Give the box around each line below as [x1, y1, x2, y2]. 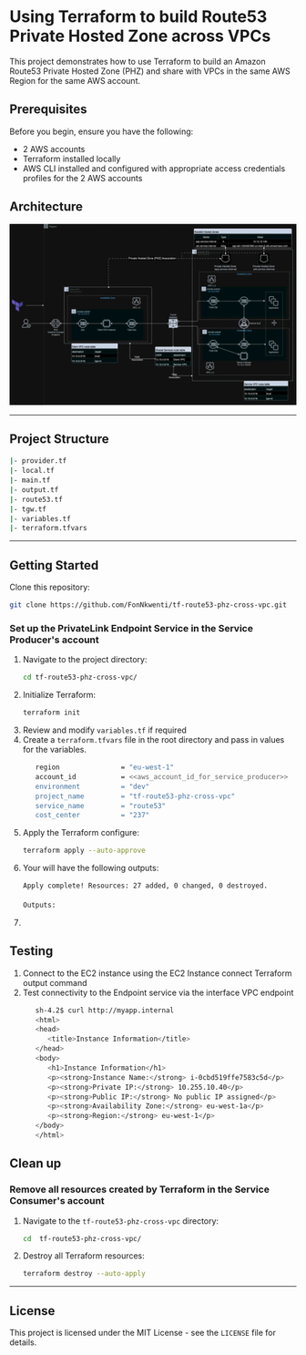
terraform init [22, 708, 81, 717]
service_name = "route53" [35, 801, 167, 810]
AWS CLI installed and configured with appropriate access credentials [22, 162, 286, 174]
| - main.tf [9, 476, 51, 485]
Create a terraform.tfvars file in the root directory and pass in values [22, 734, 285, 745]
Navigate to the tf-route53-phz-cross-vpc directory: [22, 1215, 219, 1227]
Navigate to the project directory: [22, 654, 148, 665]
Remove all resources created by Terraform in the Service [9, 1183, 270, 1196]
